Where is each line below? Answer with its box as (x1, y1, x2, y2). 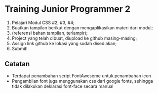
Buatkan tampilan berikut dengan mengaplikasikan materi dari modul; (11, 24, 153, 30)
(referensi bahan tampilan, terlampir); (11, 30, 88, 36)
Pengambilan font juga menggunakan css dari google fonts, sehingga (11, 78, 154, 84)
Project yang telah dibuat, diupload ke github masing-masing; (11, 35, 137, 41)
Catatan (4, 60, 30, 68)
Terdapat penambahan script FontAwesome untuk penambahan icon (11, 72, 152, 79)
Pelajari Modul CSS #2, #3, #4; (11, 20, 75, 25)
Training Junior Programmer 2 (4, 3, 131, 15)
